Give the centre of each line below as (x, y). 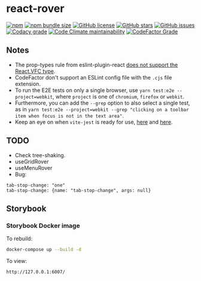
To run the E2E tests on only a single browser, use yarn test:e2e (95, 90)
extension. (28, 84)
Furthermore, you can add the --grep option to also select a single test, (102, 103)
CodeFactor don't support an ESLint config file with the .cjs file (93, 77)
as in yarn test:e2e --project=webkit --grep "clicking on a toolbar (102, 109)
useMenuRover (33, 168)
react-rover (35, 9)
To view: (16, 261)
